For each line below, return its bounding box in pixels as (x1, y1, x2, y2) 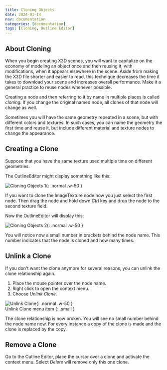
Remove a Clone (5, 340, 57, 349)
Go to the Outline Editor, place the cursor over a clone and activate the (5, 353, 150, 360)
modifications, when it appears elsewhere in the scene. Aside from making (5, 68, 159, 74)
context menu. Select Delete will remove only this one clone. (5, 359, 129, 365)
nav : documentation (5, 16, 46, 21)
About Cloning (5, 44, 51, 53)
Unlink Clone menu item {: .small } (5, 305, 75, 311)
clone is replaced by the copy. (5, 326, 67, 332)
